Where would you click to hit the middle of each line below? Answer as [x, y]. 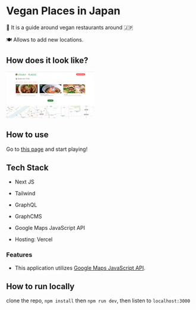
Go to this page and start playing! [47, 149]
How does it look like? [47, 61]
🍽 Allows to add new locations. [45, 39]
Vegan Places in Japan [63, 11]
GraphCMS [29, 216]
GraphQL [26, 205]
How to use [27, 135]
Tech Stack [27, 167]
